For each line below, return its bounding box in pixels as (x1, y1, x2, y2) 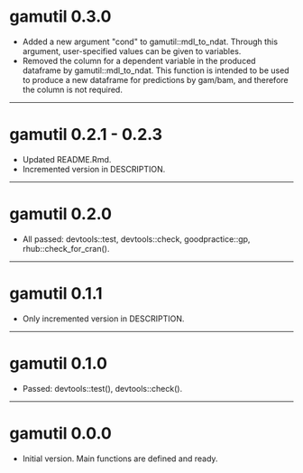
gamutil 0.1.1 (9, 283, 103, 303)
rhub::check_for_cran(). (22, 243, 110, 254)
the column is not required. (22, 84, 124, 95)
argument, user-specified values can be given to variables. (22, 45, 242, 56)
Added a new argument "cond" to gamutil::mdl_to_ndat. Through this (22, 36, 278, 47)
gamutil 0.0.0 (9, 422, 113, 443)
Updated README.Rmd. (22, 153, 112, 164)
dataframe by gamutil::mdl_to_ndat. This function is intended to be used (22, 65, 290, 76)
